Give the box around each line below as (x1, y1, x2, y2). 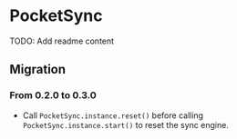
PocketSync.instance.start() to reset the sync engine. (22, 119, 230, 130)
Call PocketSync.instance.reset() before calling (22, 110, 203, 121)
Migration (9, 62, 67, 77)
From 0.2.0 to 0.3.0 (9, 89, 98, 102)
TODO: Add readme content (9, 35, 115, 46)
